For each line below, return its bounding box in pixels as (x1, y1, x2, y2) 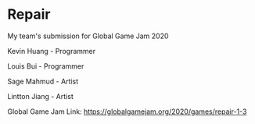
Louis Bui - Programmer (7, 61, 84, 71)
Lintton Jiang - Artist (7, 91, 74, 101)
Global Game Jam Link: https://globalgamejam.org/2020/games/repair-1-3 (7, 107, 247, 116)
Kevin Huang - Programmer (7, 46, 95, 55)
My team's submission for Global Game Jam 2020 (7, 31, 169, 41)
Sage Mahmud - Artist (7, 76, 79, 86)
